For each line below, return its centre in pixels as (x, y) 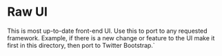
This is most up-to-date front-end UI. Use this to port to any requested (108, 31)
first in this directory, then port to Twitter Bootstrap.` (81, 45)
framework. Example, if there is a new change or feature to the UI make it (111, 38)
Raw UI (28, 12)
